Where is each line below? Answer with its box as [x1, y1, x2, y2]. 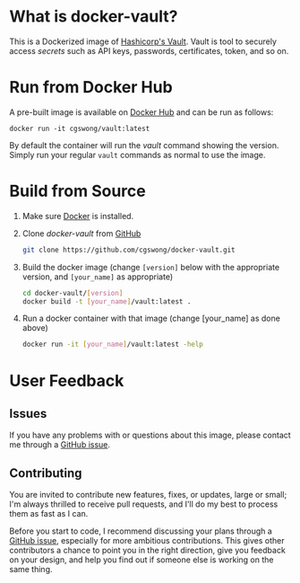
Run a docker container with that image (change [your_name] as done [21, 313, 280, 324]
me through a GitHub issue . [9, 439, 110, 450]
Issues [9, 406, 47, 421]
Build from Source [9, 181, 146, 201]
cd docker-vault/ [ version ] [21, 288, 124, 297]
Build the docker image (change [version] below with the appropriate [21, 261, 280, 272]
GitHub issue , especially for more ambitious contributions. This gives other [9, 535, 285, 546]
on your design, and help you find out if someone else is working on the [9, 554, 274, 565]
